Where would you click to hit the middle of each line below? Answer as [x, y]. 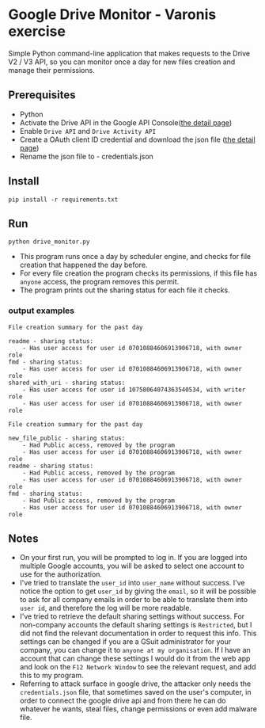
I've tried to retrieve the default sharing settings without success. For [132, 616]
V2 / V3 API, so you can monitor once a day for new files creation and [122, 62]
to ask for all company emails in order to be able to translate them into [133, 600]
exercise [37, 31]
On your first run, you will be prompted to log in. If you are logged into [133, 558]
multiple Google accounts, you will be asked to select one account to [132, 566]
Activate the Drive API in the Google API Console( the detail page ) [126, 122]
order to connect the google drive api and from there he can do [123, 701]
